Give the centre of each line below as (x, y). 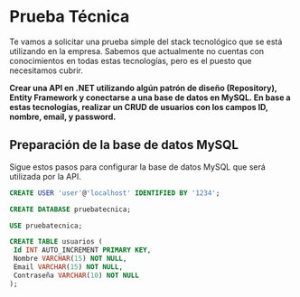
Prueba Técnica (70, 17)
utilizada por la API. (45, 176)
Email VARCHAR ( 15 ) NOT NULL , (68, 267)
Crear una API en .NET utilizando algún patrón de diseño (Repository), (143, 88)
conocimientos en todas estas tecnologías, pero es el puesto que (131, 60)
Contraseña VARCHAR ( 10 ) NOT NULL (76, 275)
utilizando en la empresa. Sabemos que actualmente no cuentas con (137, 51)
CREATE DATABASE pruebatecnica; (70, 209)
